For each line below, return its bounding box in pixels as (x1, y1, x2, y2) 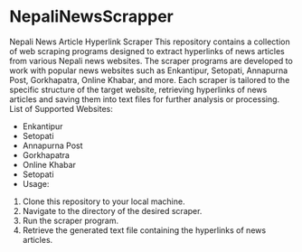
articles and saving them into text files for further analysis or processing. (9, 93, 280, 105)
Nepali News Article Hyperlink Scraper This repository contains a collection (9, 36, 291, 47)
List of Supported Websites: (9, 103, 113, 114)
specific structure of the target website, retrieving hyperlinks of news (9, 84, 268, 95)
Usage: (22, 178, 50, 189)
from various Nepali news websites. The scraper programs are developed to (9, 55, 294, 66)
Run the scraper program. (22, 215, 119, 226)
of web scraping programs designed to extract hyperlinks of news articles (9, 45, 285, 56)
